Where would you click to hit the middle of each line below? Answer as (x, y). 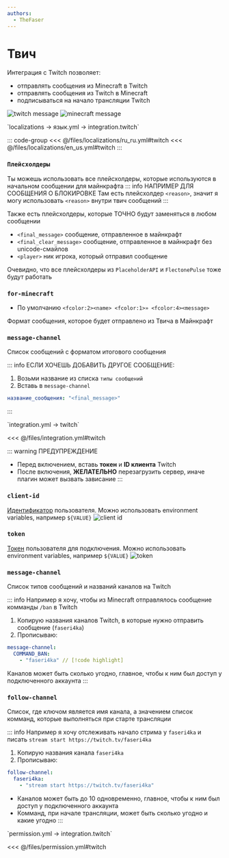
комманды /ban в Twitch (42, 607)
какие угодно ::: (40, 820)
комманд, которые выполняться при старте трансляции (89, 719)
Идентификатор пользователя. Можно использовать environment (103, 510)
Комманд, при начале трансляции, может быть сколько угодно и (112, 813)
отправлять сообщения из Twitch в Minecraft (82, 93)
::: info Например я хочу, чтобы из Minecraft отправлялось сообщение (109, 600)
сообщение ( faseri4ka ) (50, 628)
